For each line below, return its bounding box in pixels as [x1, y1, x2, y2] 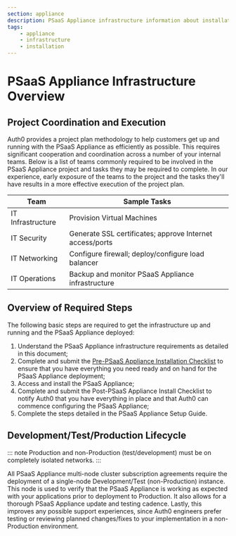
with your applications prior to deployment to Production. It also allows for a [7, 492, 227, 500]
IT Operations [11, 274, 56, 283]
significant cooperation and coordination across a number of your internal [7, 150, 221, 158]
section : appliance [7, 10, 65, 18]
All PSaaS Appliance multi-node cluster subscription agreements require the [7, 469, 228, 478]
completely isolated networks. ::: [7, 456, 102, 464]
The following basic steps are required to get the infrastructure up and [7, 320, 211, 329]
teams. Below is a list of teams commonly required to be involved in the [7, 158, 214, 166]
